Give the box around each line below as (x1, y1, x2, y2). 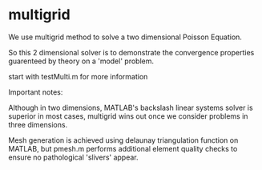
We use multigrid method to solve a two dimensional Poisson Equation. (8, 32, 243, 42)
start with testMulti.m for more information (8, 71, 148, 81)
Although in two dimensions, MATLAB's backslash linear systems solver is (8, 103, 254, 112)
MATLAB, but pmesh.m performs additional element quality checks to (8, 144, 238, 153)
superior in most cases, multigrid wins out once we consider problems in (8, 111, 248, 121)
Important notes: (8, 87, 63, 97)
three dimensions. (8, 119, 68, 129)
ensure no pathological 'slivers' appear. (8, 152, 139, 162)
